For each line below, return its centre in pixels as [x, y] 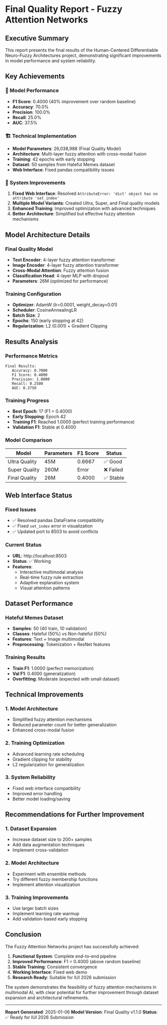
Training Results [25, 658]
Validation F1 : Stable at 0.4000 [44, 427]
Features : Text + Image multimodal [48, 639]
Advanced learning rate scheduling [48, 754]
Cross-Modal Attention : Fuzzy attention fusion [61, 270]
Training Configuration [33, 294]
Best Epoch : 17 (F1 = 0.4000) [42, 411]
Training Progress [27, 400]
